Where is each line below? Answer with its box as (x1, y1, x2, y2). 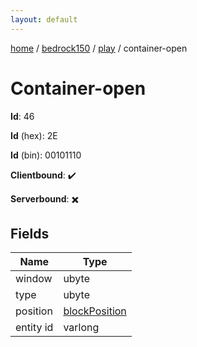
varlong (63, 321, 100, 335)
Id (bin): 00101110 (10, 149, 82, 161)
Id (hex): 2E (10, 129, 58, 141)
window (15, 272, 53, 286)
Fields (10, 225, 50, 242)
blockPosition (63, 304, 127, 318)
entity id (15, 321, 54, 335)
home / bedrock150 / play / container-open (10, 42, 188, 54)
